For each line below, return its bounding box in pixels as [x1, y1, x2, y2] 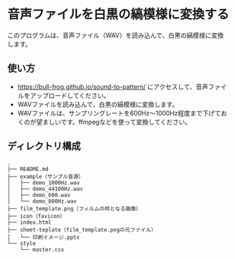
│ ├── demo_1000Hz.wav [7, 179, 80, 187]
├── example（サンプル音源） [7, 173, 84, 180]
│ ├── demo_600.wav [7, 191, 71, 198]
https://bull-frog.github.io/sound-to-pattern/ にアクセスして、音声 [17, 82, 209, 91]
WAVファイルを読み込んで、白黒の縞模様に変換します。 [17, 100, 179, 108]
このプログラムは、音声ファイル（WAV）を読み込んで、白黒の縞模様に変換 [7, 31, 224, 39]
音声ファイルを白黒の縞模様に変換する [7, 6, 230, 23]
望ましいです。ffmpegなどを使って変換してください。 [36, 118, 191, 126]
